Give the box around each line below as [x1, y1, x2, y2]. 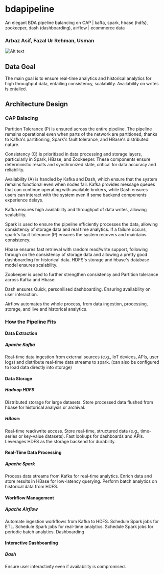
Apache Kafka [5, 342, 35, 348]
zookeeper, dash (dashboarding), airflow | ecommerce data [5, 25, 125, 30]
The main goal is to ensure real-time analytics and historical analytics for [5, 75, 152, 81]
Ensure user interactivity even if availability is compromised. [5, 564, 126, 570]
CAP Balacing [5, 115, 38, 122]
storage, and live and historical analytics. [5, 306, 88, 312]
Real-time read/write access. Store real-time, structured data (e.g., [5, 428, 140, 434]
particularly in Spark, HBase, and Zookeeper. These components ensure [5, 156, 151, 162]
